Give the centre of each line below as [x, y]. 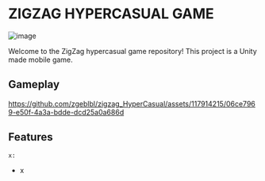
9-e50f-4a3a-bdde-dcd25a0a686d [66, 112]
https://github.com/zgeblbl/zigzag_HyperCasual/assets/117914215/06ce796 [132, 103]
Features [31, 137]
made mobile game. [40, 60]
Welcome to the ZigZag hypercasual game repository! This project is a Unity [133, 51]
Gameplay [34, 85]
